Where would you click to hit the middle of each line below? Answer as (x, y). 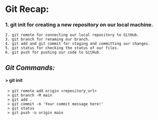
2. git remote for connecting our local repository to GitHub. (72, 35)
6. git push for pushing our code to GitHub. (53, 53)
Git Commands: (30, 67)
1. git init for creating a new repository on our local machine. (79, 25)
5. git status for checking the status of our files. (62, 48)
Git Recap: (27, 9)
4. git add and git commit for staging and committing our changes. (78, 44)
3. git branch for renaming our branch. (48, 39)
